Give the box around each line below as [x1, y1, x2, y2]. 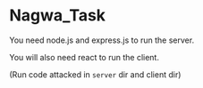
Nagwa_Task [9, 5, 106, 26]
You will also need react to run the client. [9, 52, 159, 62]
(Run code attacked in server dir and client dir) [9, 68, 182, 80]
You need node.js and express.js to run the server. [9, 35, 195, 45]
